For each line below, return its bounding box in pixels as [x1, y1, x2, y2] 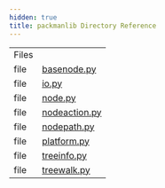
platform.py [41, 135, 90, 147]
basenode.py [41, 63, 97, 75]
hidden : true [9, 12, 58, 22]
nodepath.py [41, 121, 95, 133]
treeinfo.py [41, 149, 87, 161]
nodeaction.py [41, 106, 102, 118]
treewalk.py [41, 163, 90, 176]
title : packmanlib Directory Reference [9, 21, 157, 30]
